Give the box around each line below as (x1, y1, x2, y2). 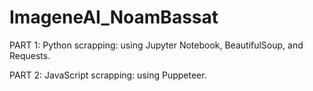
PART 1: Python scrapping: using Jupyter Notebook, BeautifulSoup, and (9, 39, 304, 51)
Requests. (9, 49, 51, 61)
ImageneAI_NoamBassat (9, 6, 219, 29)
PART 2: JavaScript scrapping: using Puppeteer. (9, 69, 207, 81)
